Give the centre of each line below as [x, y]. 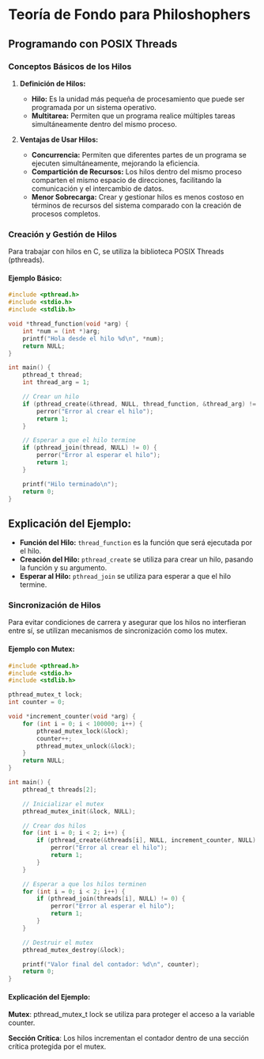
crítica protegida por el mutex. [57, 1046]
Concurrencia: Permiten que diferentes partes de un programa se [139, 154]
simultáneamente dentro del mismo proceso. [104, 124]
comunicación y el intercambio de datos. [98, 189]
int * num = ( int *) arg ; [62, 331]
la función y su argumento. [63, 568]
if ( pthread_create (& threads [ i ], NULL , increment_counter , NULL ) [147, 840]
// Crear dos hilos [55, 825]
